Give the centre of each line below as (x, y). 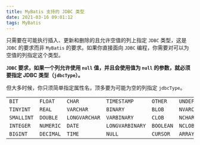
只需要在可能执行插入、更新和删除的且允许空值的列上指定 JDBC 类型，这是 (96, 40)
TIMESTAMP (120, 101)
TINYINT (20, 110)
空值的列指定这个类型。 (35, 55)
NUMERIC (50, 126)
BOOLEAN (162, 126)
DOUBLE (49, 118)
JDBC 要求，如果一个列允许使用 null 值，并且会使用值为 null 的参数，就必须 (98, 68)
